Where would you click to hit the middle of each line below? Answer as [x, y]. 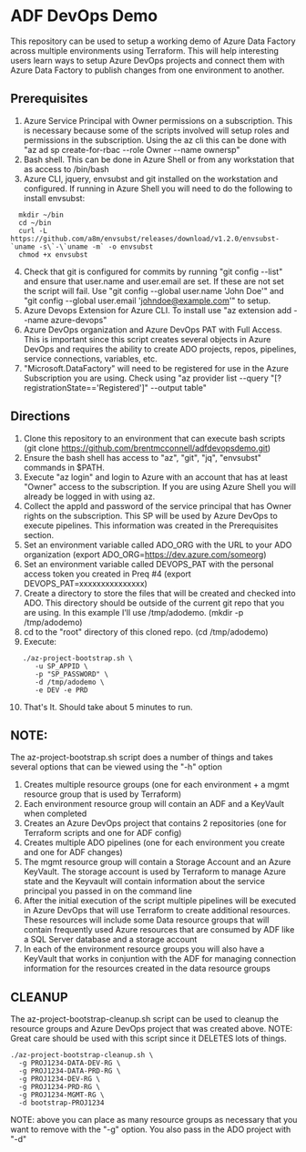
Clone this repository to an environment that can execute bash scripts [154, 438]
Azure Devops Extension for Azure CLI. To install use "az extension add [158, 310]
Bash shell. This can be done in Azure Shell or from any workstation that [159, 159]
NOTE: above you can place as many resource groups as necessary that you [154, 1120]
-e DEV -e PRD [61, 690]
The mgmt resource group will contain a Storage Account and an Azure [157, 862]
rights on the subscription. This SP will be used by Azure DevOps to [151, 515]
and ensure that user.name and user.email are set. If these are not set [154, 281]
